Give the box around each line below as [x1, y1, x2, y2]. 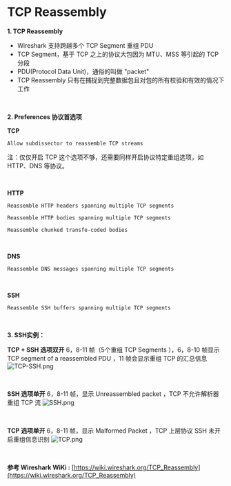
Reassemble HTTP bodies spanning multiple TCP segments [7, 214, 171, 222]
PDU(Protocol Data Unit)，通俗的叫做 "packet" [17, 67, 150, 75]
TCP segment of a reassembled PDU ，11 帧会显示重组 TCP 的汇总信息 [7, 354, 208, 362]
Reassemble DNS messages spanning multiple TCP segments [7, 265, 174, 272]
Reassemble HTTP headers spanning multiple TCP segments [7, 202, 174, 209]
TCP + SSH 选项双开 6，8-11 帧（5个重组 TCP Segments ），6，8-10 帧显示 [7, 345, 221, 354]
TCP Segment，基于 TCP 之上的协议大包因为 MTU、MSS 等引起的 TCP [17, 50, 219, 58]
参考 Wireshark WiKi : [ [7, 463, 74, 471]
